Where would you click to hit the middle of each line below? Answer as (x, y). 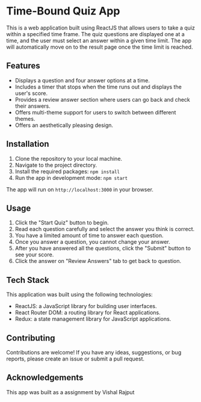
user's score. (31, 93)
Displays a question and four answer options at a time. (82, 80)
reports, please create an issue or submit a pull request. (76, 359)
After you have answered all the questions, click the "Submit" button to (103, 249)
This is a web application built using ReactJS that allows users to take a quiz (101, 28)
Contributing (31, 338)
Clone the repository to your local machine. (68, 158)
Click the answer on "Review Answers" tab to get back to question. (98, 261)
